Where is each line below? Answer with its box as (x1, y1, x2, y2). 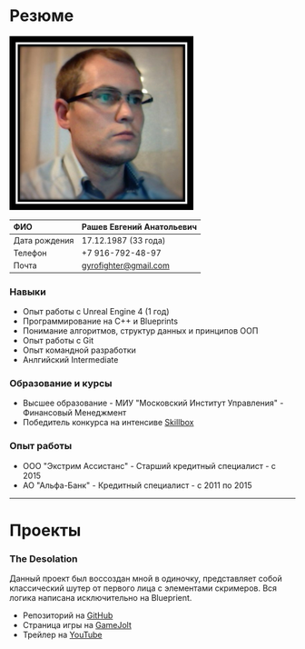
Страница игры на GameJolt (22, 620, 132, 631)
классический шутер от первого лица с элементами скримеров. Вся (9, 583, 278, 594)
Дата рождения (13, 235, 74, 245)
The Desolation (9, 552, 79, 564)
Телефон (13, 247, 47, 258)
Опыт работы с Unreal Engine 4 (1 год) (22, 305, 170, 316)
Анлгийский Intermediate (22, 354, 119, 364)
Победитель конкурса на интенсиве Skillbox (22, 417, 194, 428)
